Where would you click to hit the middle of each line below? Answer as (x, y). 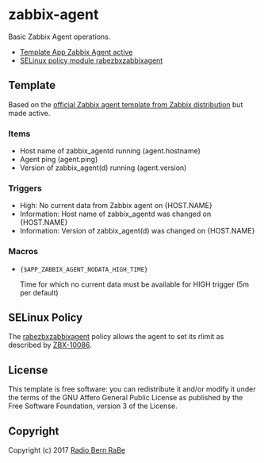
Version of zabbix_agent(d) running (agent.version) (103, 168)
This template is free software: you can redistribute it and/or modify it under (132, 389)
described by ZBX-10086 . (50, 345)
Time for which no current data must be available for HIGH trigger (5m (134, 284)
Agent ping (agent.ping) (59, 160)
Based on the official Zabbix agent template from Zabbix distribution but (126, 104)
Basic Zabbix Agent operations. (59, 37)
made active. (29, 113)
